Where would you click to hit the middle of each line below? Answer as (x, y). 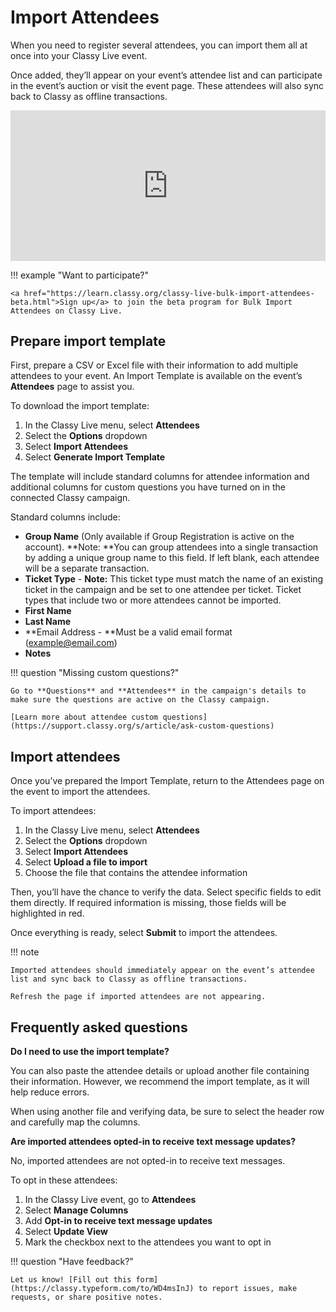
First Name (48, 611)
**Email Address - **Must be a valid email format (128, 632)
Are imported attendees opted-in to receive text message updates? (153, 1141)
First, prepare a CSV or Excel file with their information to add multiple (154, 365)
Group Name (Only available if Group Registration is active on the (159, 537)
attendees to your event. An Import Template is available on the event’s (156, 376)
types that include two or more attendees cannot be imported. (153, 600)
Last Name (48, 622)
